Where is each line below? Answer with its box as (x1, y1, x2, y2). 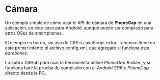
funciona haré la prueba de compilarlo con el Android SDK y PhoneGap (5, 65, 149, 71)
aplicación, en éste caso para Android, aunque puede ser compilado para (5, 25, 154, 30)
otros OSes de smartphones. (5, 30, 63, 36)
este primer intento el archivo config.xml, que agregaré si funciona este (5, 45, 150, 51)
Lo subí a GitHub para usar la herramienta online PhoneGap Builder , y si (5, 59, 151, 65)
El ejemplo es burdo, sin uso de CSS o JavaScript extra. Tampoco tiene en (5, 39, 156, 45)
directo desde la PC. (5, 70, 47, 76)
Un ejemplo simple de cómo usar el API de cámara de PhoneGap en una (5, 20, 152, 26)
